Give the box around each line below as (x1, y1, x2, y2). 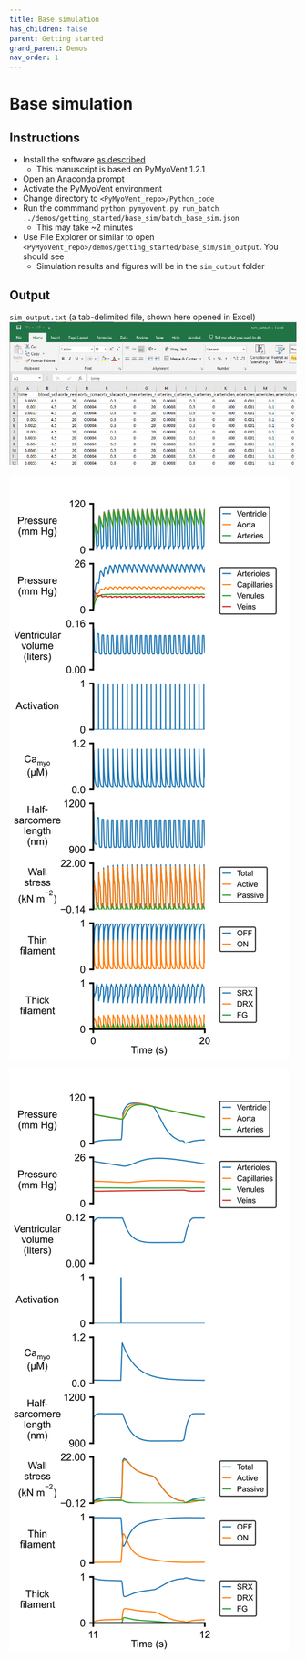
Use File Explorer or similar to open (22, 232, 155, 243)
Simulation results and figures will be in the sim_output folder (36, 261, 266, 272)
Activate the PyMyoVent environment (22, 183, 162, 194)
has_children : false (9, 24, 88, 34)
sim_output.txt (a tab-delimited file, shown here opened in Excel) (9, 311, 257, 322)
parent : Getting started (9, 34, 104, 43)
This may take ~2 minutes (36, 222, 134, 233)
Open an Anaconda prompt (22, 173, 125, 184)
